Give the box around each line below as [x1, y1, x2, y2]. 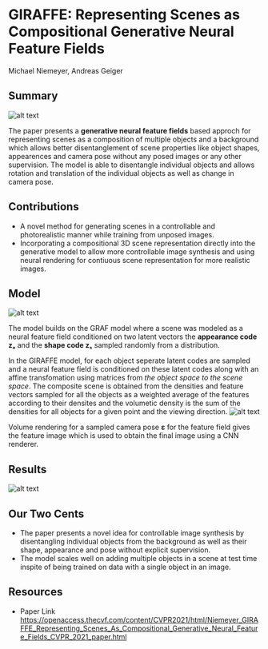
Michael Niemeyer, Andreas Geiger [8, 66, 124, 75]
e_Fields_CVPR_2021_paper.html [19, 631, 127, 641]
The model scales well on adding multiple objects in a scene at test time [19, 554, 258, 563]
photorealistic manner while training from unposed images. [19, 229, 214, 239]
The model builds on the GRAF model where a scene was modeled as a [8, 324, 244, 333]
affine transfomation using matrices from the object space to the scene [8, 373, 243, 383]
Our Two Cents [8, 507, 85, 520]
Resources [8, 585, 63, 599]
